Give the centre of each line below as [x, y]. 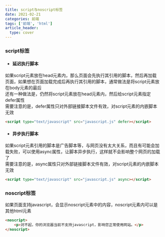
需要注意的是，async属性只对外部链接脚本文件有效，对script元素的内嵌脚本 [82, 164]
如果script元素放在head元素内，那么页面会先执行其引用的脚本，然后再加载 [81, 76]
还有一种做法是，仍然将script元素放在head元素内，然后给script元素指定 [78, 94]
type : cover [22, 33]
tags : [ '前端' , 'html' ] [29, 23]
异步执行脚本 [25, 133]
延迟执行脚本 [25, 63]
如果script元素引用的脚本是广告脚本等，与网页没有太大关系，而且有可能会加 [82, 146]
